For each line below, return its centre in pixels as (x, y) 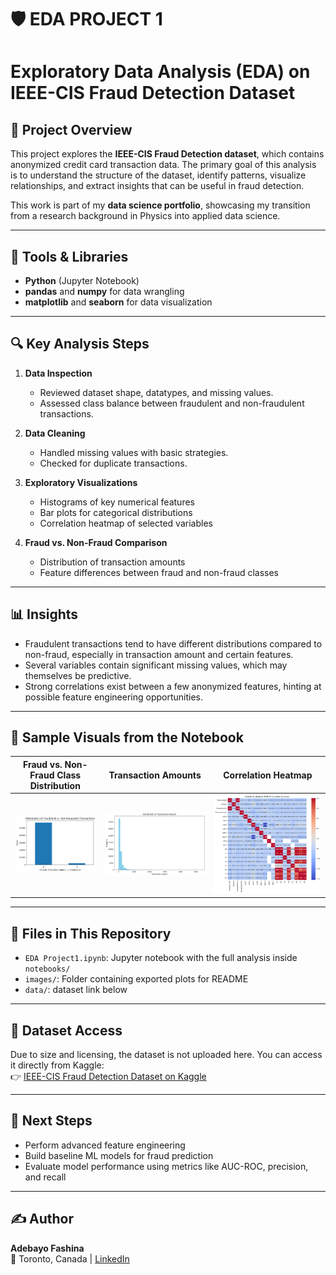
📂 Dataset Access (66, 1030)
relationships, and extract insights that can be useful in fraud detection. (157, 186)
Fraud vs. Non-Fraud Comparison (96, 542)
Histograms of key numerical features (117, 502)
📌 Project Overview (71, 129)
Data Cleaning (55, 433)
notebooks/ (47, 969)
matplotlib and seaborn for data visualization (118, 302)
